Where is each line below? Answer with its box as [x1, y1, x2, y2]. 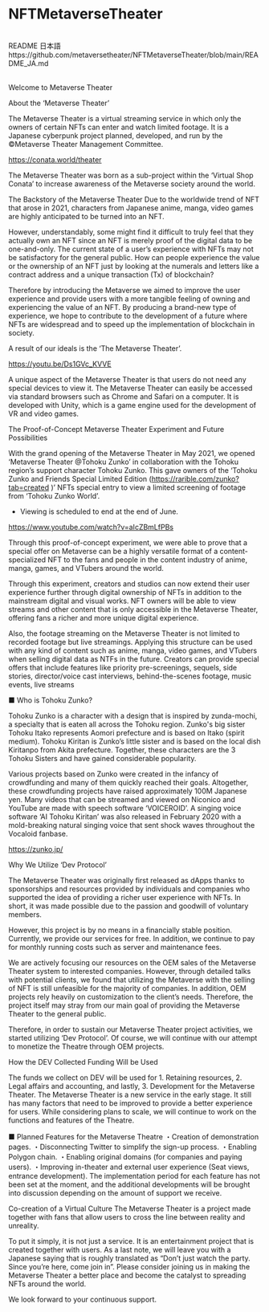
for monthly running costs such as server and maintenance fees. [8, 942, 222, 951]
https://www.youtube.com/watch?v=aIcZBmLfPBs [8, 522, 174, 532]
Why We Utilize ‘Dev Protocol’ [8, 860, 107, 870]
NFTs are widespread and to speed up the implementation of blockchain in [8, 319, 255, 329]
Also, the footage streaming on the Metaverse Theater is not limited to [8, 628, 240, 638]
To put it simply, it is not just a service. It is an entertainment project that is [8, 1236, 255, 1245]
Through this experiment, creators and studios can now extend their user [8, 579, 251, 589]
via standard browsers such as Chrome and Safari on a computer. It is [8, 391, 239, 401]
